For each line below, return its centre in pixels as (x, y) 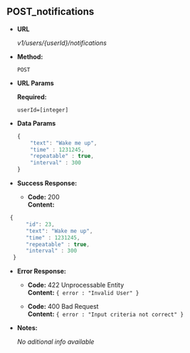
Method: (30, 56)
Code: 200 (43, 197)
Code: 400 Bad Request (63, 307)
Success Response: (47, 183)
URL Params (35, 83)
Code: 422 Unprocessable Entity (76, 285)
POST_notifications (51, 12)
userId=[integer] (43, 110)
